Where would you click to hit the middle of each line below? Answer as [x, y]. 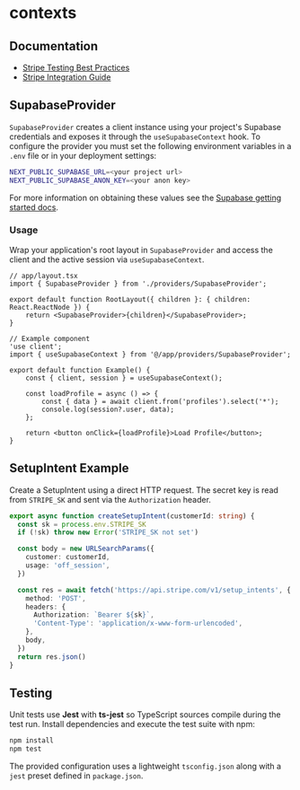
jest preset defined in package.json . [76, 776]
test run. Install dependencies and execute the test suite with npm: [132, 724]
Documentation [54, 46]
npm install [31, 741]
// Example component [50, 338]
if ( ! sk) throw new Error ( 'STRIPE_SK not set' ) [108, 532]
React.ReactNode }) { [50, 307]
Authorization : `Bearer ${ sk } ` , [93, 615]
